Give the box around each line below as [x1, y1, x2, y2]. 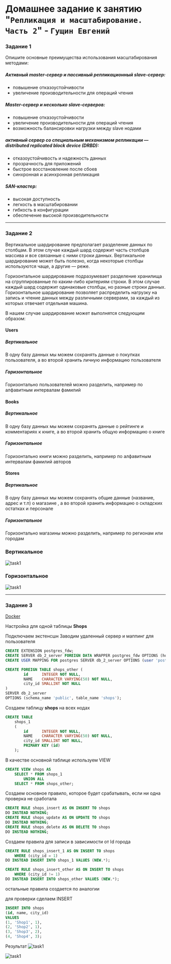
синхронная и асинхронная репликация [12, 171, 100, 177]
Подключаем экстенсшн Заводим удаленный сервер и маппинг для [5, 633, 154, 639]
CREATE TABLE [5, 715, 33, 720]
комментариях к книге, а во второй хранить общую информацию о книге [5, 428, 165, 435]
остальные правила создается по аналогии [5, 885, 100, 892]
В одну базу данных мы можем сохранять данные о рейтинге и [5, 423, 144, 429]
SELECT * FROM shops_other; [14, 781, 74, 786]
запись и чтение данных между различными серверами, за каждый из [5, 294, 160, 301]
